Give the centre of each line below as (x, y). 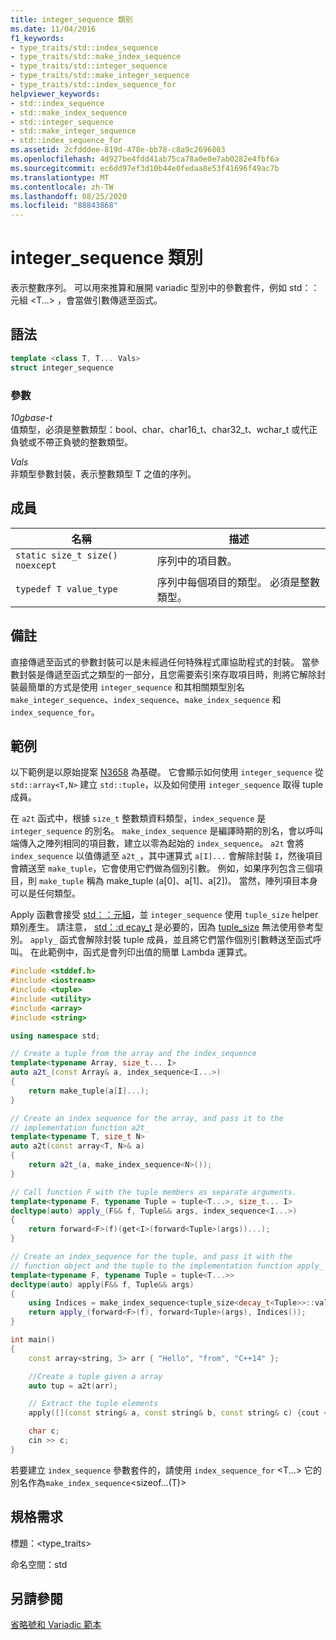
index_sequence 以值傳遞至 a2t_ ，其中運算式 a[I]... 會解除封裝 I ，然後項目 (166, 856)
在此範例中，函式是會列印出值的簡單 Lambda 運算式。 (141, 952)
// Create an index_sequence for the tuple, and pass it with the (151, 1257)
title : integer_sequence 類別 (71, 19)
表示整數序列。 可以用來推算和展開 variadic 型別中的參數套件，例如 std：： (165, 288)
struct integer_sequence (62, 367)
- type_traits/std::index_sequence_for (93, 85)
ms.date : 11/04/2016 (53, 29)
